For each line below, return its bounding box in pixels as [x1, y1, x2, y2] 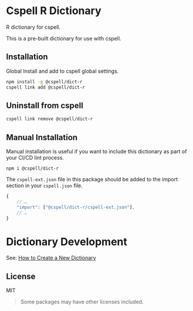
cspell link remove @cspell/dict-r [6, 116, 93, 122]
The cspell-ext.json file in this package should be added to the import [6, 176, 178, 182]
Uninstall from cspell [6, 100, 83, 110]
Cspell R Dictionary [6, 4, 101, 18]
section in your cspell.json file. [6, 182, 83, 189]
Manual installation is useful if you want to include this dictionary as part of [6, 148, 187, 155]
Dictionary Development [6, 235, 127, 248]
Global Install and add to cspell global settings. [6, 67, 119, 75]
